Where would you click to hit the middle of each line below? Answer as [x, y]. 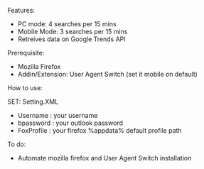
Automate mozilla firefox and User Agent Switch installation [104, 158]
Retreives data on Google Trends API [71, 39]
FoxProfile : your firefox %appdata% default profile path [100, 130]
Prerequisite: [26, 53]
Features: [21, 10]
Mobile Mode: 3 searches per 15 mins [73, 32]
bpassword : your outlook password [70, 123]
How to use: [25, 88]
